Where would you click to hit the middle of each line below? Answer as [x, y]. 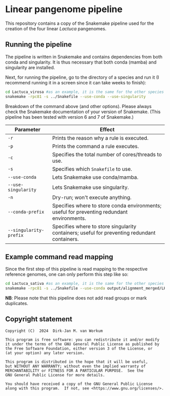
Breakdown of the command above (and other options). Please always [78, 106]
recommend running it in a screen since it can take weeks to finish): [76, 82]
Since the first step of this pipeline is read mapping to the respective [76, 269]
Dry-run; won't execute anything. [92, 197]
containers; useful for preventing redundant [104, 232]
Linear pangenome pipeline [64, 9]
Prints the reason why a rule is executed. [100, 138]
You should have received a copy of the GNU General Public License [79, 384]
